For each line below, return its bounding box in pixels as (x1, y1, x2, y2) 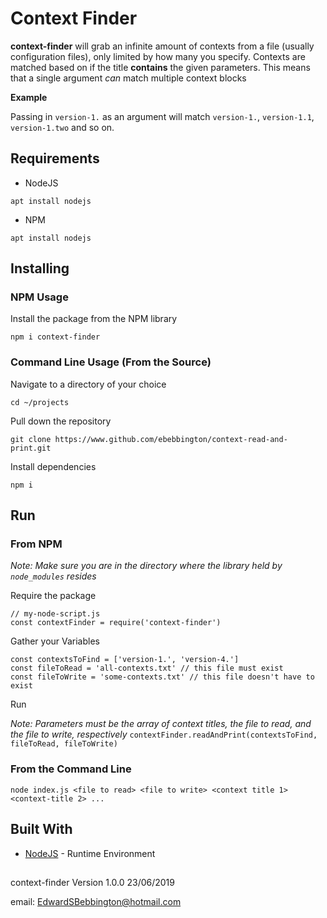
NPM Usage (10, 290, 69, 304)
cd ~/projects (10, 397, 70, 407)
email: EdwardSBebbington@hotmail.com (10, 895, 182, 907)
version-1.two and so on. (10, 121, 115, 133)
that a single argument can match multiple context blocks (10, 72, 247, 84)
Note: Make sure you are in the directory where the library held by (10, 560, 283, 572)
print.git (10, 443, 52, 453)
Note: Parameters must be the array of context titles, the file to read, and (10, 718, 312, 730)
